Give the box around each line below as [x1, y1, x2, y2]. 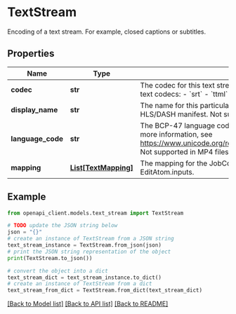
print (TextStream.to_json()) [7, 254, 93, 261]
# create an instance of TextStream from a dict [7, 280, 152, 287]
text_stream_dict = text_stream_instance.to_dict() [7, 274, 162, 281]
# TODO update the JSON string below [7, 222, 118, 229]
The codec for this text [140, 80, 216, 90]
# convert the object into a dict [7, 267, 109, 274]
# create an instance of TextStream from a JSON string [7, 235, 174, 243]
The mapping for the [140, 158, 208, 168]
